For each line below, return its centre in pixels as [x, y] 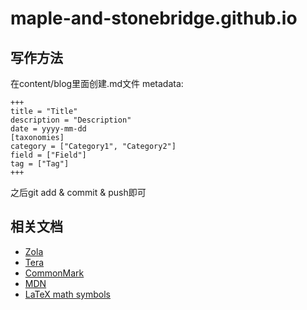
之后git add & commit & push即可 [78, 192]
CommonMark [54, 273]
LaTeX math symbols [68, 294]
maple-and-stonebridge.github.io [154, 18]
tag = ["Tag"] [40, 164]
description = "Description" [71, 120]
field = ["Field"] [48, 155]
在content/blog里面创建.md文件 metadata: [97, 83]
